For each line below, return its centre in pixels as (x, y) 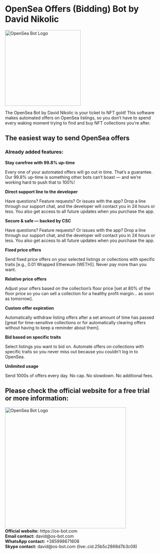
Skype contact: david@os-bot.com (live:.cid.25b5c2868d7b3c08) (71, 547)
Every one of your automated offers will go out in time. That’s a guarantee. (79, 172)
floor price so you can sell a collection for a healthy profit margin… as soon (80, 293)
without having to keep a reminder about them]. (52, 328)
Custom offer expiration (29, 308)
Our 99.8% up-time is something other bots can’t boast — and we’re (73, 177)
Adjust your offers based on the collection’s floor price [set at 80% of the (78, 288)
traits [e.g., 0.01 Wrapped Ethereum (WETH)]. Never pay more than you (76, 264)
